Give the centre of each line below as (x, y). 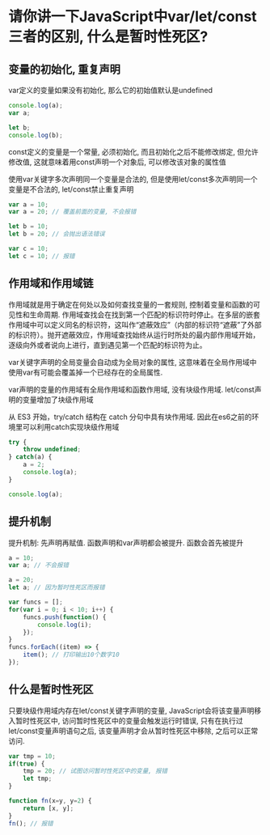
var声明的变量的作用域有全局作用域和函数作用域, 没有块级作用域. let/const (131, 389)
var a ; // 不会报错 (39, 566)
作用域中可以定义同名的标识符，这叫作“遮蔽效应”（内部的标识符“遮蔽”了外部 (135, 324)
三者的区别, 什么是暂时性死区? (108, 37)
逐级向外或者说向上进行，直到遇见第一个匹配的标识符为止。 (108, 345)
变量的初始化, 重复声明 (65, 69)
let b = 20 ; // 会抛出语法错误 (57, 234)
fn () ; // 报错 (31, 823)
